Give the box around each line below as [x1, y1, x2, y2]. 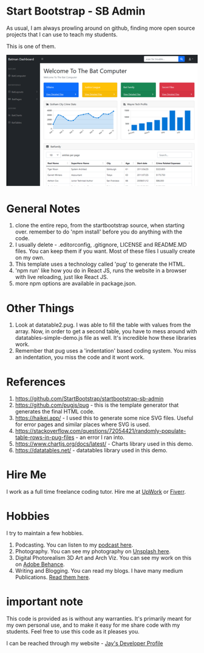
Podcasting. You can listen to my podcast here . [15, 541, 134, 548]
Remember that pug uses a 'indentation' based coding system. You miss [15, 347, 196, 354]
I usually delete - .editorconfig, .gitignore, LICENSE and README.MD [15, 241, 187, 249]
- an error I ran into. [75, 434, 125, 441]
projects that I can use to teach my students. [6, 30, 118, 38]
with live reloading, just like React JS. [15, 274, 109, 281]
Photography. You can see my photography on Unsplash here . [15, 548, 171, 555]
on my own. [15, 254, 45, 261]
